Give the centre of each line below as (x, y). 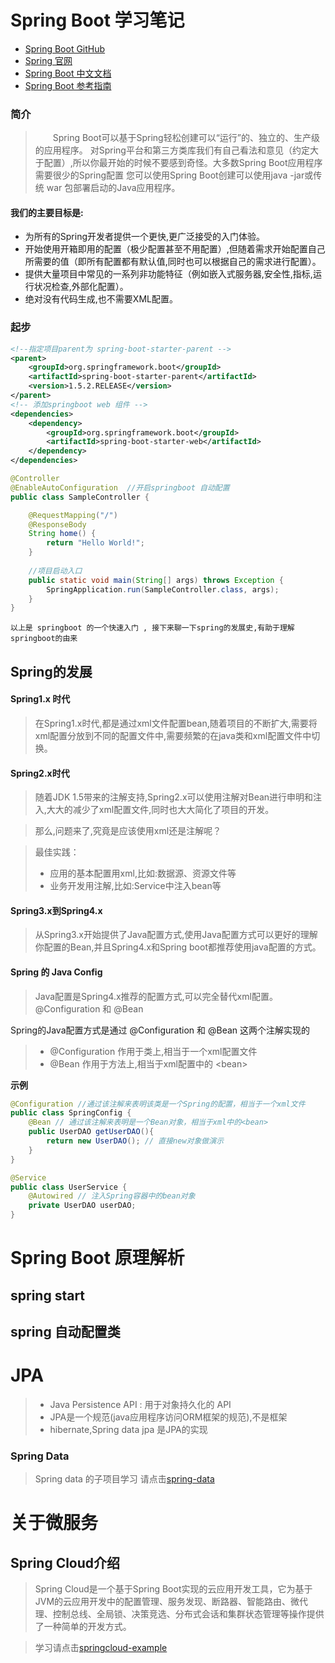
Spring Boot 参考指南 (68, 85)
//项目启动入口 (55, 571)
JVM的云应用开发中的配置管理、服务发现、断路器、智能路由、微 (167, 1602)
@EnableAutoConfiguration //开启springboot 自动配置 (120, 487)
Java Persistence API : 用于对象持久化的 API (140, 1404)
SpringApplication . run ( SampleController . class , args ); (163, 589)
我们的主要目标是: (47, 212)
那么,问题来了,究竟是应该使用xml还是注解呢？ (128, 831)
